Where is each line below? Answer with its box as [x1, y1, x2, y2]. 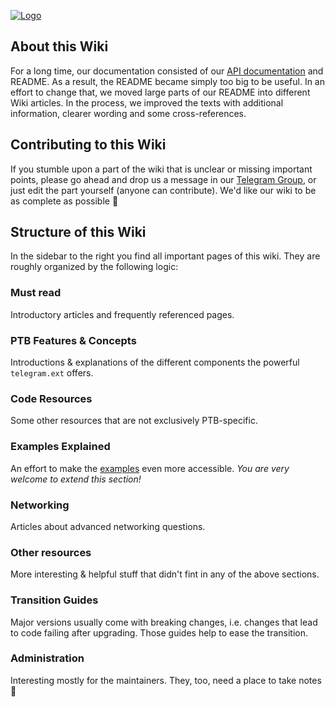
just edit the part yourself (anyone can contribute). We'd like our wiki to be [10, 184, 317, 196]
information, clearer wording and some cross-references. [10, 107, 247, 119]
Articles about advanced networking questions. [10, 520, 206, 532]
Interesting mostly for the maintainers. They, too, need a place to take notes [10, 674, 322, 686]
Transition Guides [10, 593, 99, 607]
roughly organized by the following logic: [10, 261, 179, 273]
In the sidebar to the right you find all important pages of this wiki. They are [10, 250, 321, 262]
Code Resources [10, 391, 93, 405]
